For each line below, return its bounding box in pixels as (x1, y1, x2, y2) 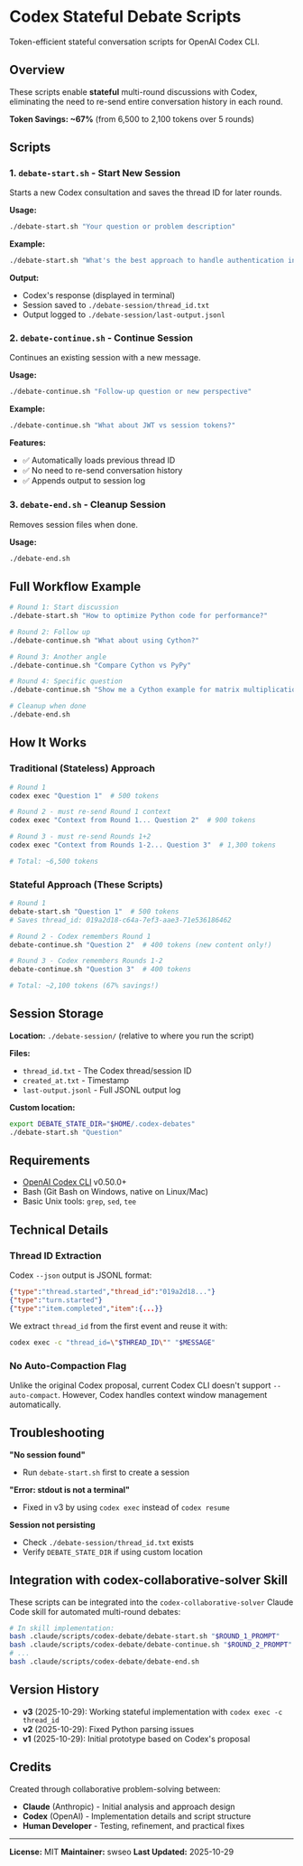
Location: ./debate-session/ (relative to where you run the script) (9, 1030, 254, 1041)
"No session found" (9, 1449, 86, 1460)
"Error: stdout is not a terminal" (9, 1484, 131, 1495)
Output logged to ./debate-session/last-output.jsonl (22, 309, 225, 320)
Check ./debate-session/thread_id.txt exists (22, 1536, 194, 1547)
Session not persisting (9, 1519, 96, 1530)
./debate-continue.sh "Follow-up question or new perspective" (9, 387, 252, 397)
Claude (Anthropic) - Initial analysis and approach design (22, 1801, 236, 1812)
